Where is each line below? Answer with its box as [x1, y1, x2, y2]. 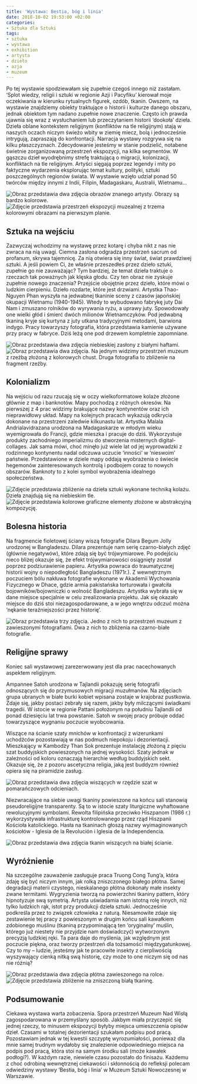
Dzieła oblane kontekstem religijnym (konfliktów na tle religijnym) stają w [6, 123, 182, 130]
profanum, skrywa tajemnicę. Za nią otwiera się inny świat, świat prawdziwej [6, 255, 192, 262]
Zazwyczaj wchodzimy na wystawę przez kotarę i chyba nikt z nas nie [6, 242, 176, 249]
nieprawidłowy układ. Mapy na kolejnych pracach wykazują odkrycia [6, 411, 172, 419]
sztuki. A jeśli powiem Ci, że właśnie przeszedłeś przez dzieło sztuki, [6, 261, 173, 268]
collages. [6, 443, 28, 450]
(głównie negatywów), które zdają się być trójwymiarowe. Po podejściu [6, 550, 178, 557]
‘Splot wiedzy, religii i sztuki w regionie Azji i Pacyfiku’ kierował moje [6, 91, 172, 98]
